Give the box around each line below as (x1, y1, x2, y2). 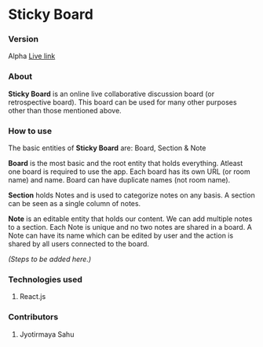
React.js (19, 292, 46, 301)
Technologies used (8, 274, 82, 285)
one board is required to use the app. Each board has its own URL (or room (8, 167, 250, 176)
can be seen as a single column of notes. (8, 199, 141, 209)
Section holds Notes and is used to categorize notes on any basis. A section (8, 190, 255, 200)
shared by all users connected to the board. (8, 239, 149, 249)
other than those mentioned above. (8, 105, 122, 115)
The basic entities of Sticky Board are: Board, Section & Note (8, 143, 206, 153)
